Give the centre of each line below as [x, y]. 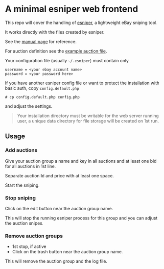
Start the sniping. [23, 185]
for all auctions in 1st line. [31, 166]
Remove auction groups [34, 236]
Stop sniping [20, 198]
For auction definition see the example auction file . [56, 51]
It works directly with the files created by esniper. [55, 32]
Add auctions [21, 150]
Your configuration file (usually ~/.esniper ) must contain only [67, 60]
